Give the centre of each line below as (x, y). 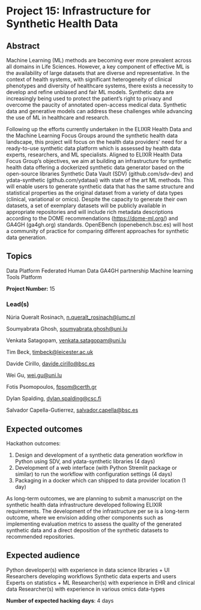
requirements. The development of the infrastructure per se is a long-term (98, 511)
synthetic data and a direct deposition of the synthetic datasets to (88, 530)
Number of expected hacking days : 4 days (60, 600)
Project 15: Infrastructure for (79, 11)
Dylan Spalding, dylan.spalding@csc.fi (54, 398)
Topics (19, 256)
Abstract (23, 46)
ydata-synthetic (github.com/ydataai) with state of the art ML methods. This (100, 180)
